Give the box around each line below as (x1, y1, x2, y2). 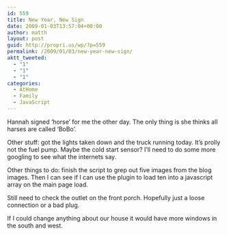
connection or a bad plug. (7, 201, 80, 209)
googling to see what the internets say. (7, 152, 117, 161)
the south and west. (7, 221, 63, 230)
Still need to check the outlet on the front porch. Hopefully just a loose (7, 193, 205, 202)
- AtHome (13, 86, 38, 93)
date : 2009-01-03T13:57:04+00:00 (7, 23, 103, 29)
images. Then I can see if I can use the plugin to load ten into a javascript (7, 173, 213, 181)
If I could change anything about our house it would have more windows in (7, 214, 217, 222)
